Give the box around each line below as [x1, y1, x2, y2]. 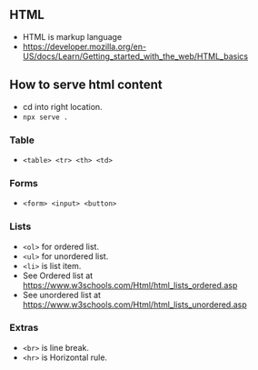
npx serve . [22, 113, 68, 122]
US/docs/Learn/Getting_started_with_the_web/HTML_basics [22, 50, 248, 62]
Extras [9, 322, 39, 335]
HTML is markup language [22, 31, 123, 42]
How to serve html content [9, 77, 163, 93]
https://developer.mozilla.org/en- [22, 41, 147, 52]
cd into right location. [22, 101, 103, 112]
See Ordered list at [22, 270, 94, 281]
